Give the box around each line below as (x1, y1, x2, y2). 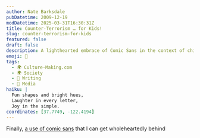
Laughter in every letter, (11, 97, 79, 103)
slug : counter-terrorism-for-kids (6, 31, 92, 37)
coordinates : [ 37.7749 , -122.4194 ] (6, 109, 95, 115)
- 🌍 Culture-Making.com (11, 64, 73, 70)
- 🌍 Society (11, 70, 43, 76)
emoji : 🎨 (6, 53, 28, 59)
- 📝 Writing (11, 75, 42, 81)
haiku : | (6, 87, 28, 93)
